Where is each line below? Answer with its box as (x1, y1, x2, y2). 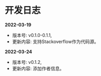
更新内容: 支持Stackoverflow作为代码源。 (12, 39, 99, 45)
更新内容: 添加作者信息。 (12, 65, 64, 71)
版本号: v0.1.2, (12, 59, 42, 65)
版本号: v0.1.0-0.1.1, (12, 32, 52, 38)
